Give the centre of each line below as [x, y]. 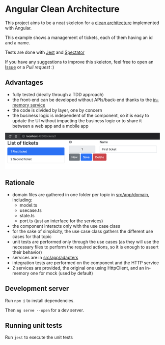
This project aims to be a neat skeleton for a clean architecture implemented [82, 23]
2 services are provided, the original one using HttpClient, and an [78, 268]
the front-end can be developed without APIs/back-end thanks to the [82, 100]
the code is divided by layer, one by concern [57, 110]
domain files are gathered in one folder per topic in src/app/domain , [81, 194]
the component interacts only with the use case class [66, 226]
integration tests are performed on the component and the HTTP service [85, 263]
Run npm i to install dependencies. [40, 300]
